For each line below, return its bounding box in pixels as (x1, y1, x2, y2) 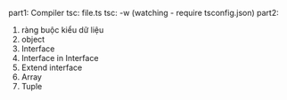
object (20, 35, 45, 44)
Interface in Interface (20, 53, 99, 63)
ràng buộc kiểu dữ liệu (20, 25, 104, 35)
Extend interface (20, 62, 83, 73)
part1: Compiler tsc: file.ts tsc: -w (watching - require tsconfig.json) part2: (8, 8, 279, 18)
